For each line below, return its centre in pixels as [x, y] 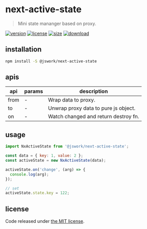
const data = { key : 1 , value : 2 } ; [44, 156]
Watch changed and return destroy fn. [93, 117]
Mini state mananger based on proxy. [57, 23]
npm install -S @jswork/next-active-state [51, 61]
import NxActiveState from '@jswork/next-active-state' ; [67, 146]
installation [23, 49]
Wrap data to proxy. [71, 100]
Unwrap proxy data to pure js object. [92, 108]
